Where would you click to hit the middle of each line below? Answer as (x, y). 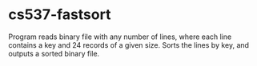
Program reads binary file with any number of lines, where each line (120, 37)
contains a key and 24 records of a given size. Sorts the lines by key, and (129, 45)
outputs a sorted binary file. (54, 53)
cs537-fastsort (60, 15)
